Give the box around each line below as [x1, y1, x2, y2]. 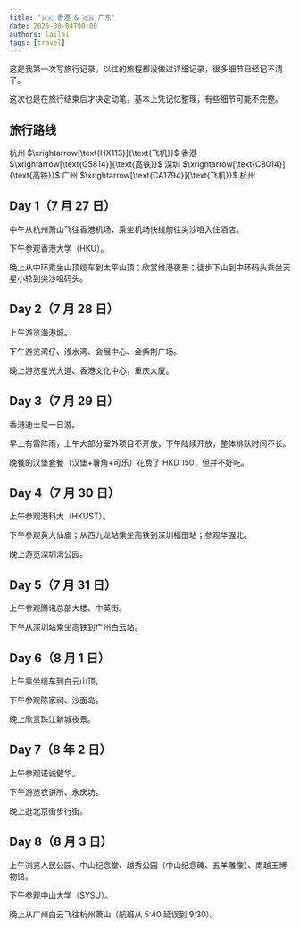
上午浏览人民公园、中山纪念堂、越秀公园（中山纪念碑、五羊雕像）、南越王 [9, 859, 279, 870]
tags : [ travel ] [9, 37, 66, 47]
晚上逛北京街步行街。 [9, 805, 87, 816]
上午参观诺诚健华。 [9, 767, 80, 778]
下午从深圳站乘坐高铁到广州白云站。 [9, 622, 143, 633]
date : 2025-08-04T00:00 [9, 21, 98, 30]
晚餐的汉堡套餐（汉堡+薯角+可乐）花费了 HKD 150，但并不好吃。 [9, 457, 250, 468]
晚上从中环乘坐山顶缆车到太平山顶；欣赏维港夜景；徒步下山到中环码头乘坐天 [9, 261, 291, 272]
